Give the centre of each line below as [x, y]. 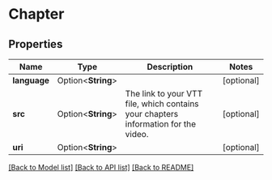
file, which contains [162, 104]
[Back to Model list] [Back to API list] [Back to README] [101, 167]
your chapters [152, 114]
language [31, 80]
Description [170, 67]
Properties [36, 44]
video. [137, 134]
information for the [161, 124]
